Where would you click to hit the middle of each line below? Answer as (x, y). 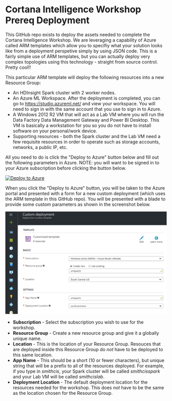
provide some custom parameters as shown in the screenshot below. (78, 204)
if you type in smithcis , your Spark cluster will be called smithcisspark (86, 371)
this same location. (33, 355)
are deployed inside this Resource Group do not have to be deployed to (88, 350)
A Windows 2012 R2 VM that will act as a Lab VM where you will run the (88, 114)
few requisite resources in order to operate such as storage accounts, (86, 142)
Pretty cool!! (18, 67)
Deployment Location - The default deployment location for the (80, 382)
